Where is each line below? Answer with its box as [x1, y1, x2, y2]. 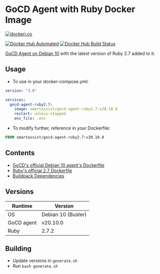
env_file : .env [14, 116, 46, 121]
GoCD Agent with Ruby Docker [5, 4, 135, 15]
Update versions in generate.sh [12, 258, 78, 264]
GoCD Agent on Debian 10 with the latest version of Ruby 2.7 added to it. [5, 50, 155, 56]
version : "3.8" [5, 88, 37, 93]
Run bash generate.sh [12, 263, 58, 269]
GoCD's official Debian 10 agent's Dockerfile [12, 162, 105, 168]
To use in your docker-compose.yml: [12, 78, 89, 84]
